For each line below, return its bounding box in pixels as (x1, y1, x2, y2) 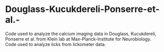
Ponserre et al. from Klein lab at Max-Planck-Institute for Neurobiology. (5, 36, 151, 42)
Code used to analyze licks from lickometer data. (5, 41, 106, 47)
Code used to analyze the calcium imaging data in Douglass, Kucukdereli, (5, 30, 156, 36)
